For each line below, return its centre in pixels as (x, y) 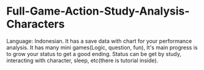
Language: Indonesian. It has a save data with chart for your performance (99, 41)
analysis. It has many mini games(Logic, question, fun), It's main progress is (102, 47)
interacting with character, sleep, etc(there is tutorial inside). (82, 60)
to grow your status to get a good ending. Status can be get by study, (94, 54)
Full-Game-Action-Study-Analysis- (98, 11)
